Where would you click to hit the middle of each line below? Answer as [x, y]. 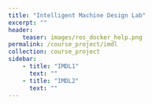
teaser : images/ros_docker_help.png [83, 37]
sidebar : [22, 59]
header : [21, 30]
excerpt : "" [28, 23]
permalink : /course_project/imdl [63, 45]
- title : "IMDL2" [51, 81]
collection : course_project [54, 52]
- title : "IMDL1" [51, 66]
